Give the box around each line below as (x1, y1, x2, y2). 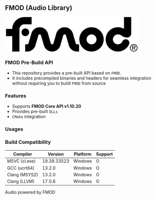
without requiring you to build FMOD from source (12, 80, 106, 86)
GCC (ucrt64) (7, 165, 35, 171)
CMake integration (12, 114, 46, 120)
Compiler (13, 151, 32, 157)
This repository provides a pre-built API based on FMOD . (12, 70, 122, 76)
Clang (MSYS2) (7, 171, 39, 177)
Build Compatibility (5, 139, 51, 146)
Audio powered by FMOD (5, 189, 56, 195)
